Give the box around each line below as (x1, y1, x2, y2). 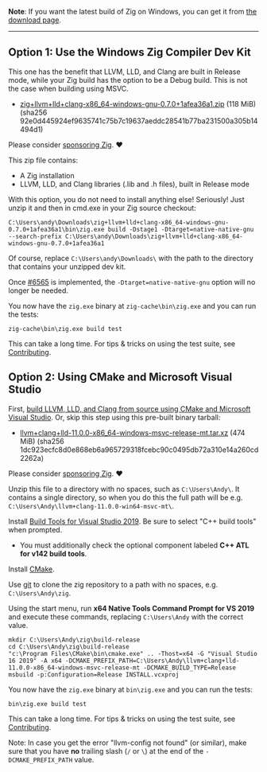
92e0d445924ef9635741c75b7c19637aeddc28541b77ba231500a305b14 (19, 115, 258, 126)
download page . (8, 15, 62, 25)
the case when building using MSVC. (8, 84, 129, 93)
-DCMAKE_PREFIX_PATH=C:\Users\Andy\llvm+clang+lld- (64, 657, 240, 665)
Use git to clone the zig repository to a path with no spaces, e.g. (8, 579, 219, 589)
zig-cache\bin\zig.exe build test (8, 325, 123, 333)
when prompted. (8, 524, 63, 534)
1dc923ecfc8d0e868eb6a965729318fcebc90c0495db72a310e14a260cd (19, 445, 259, 454)
